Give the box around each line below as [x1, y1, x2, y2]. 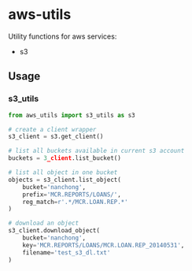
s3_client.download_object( [8, 227, 101, 235]
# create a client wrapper [8, 125, 97, 133]
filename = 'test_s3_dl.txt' [22, 248, 111, 257]
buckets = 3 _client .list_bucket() [8, 154, 122, 162]
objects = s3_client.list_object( [8, 176, 122, 184]
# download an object [8, 219, 79, 228]
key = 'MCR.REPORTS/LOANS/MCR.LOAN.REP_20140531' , [22, 241, 185, 249]
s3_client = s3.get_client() [8, 132, 104, 141]
